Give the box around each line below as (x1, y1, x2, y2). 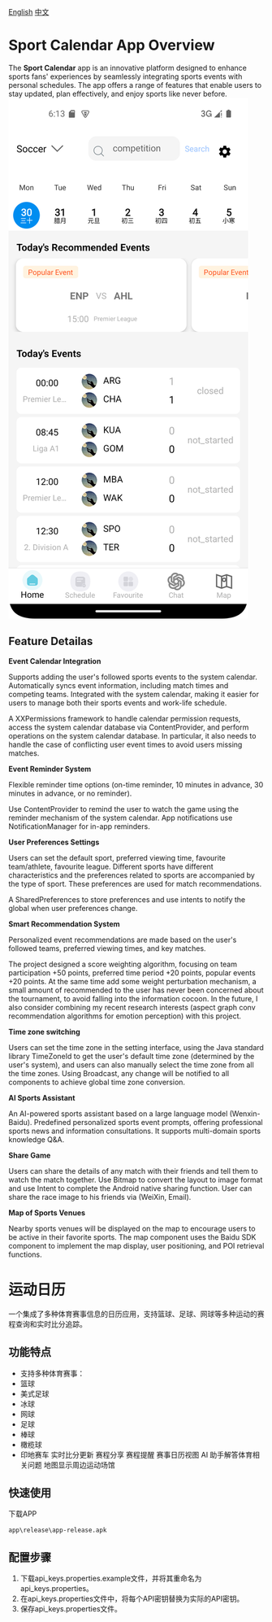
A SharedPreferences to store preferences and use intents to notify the (8, 894, 246, 905)
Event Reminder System (8, 764, 92, 774)
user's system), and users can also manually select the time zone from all (8, 1060, 254, 1070)
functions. (8, 1249, 42, 1259)
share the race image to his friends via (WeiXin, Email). (8, 1192, 192, 1201)
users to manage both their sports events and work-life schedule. (8, 698, 227, 708)
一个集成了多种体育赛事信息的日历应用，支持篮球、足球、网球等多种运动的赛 (8, 1309, 265, 1319)
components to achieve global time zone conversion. (8, 1077, 185, 1087)
